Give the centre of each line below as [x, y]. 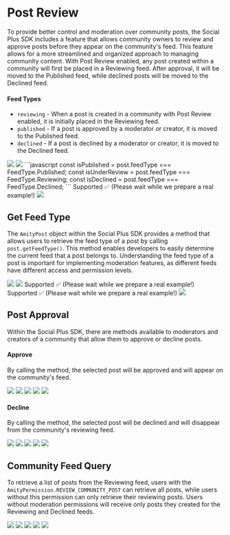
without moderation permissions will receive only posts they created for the [114, 504]
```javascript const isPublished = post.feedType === [97, 165]
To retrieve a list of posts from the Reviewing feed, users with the [99, 482]
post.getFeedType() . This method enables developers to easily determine [111, 248]
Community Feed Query [59, 466]
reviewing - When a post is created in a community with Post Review [114, 114]
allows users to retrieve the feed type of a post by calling [88, 241]
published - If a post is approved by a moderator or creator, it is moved [117, 129]
